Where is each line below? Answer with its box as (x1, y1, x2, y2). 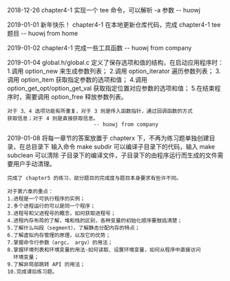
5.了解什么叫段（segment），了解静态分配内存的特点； (7, 225, 140, 232)
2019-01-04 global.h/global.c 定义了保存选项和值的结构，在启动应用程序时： (7, 58, 224, 67)
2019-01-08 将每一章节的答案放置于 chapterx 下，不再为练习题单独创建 (7, 134, 209, 142)
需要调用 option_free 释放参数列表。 (25, 93, 127, 101)
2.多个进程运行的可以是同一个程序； (7, 203, 96, 210)
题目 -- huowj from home (7, 30, 79, 37)
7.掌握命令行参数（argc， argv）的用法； (7, 239, 114, 246)
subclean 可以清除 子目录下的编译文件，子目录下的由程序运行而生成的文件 (7, 151, 218, 159)
